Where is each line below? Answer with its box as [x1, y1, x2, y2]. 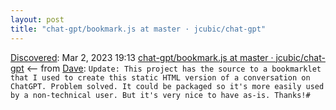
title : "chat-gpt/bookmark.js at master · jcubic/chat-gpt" [10, 24, 267, 34]
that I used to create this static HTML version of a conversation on [10, 72, 311, 83]
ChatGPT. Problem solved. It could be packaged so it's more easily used [10, 81, 325, 91]
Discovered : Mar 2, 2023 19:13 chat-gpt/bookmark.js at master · [10, 51, 274, 63]
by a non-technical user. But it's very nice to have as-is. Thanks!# [10, 90, 311, 100]
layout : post [10, 14, 65, 25]
